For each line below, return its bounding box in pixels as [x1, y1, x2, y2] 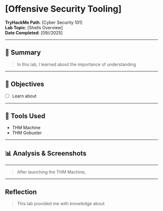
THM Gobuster [12, 130, 42, 136]
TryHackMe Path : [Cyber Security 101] [5, 19, 82, 25]
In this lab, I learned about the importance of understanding [16, 61, 136, 67]
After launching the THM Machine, [16, 169, 86, 175]
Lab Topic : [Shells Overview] [5, 24, 63, 30]
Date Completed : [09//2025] [5, 30, 63, 35]
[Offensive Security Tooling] [5, 3, 122, 15]
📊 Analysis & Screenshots [5, 149, 87, 158]
